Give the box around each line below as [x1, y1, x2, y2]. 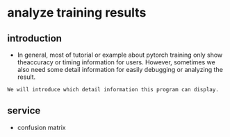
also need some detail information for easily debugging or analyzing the [17, 66, 224, 73]
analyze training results [7, 5, 147, 21]
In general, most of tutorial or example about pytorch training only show [17, 51, 223, 59]
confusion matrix [17, 123, 66, 131]
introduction [7, 33, 63, 44]
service [7, 105, 41, 117]
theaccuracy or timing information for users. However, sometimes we [17, 58, 215, 66]
